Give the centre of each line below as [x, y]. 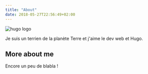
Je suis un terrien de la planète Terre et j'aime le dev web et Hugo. [74, 38]
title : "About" [21, 10]
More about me [29, 54]
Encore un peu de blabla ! [32, 66]
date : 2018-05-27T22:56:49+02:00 [40, 14]
